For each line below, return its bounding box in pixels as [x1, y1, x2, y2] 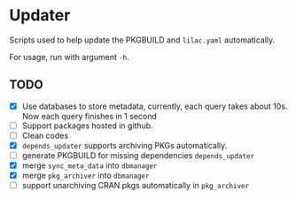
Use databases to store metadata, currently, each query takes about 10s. [21, 101, 288, 111]
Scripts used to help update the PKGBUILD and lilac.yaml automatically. [9, 34, 276, 45]
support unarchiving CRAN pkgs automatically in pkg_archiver [21, 180, 250, 191]
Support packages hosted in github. [21, 120, 153, 131]
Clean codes [21, 130, 69, 141]
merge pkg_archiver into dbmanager [21, 170, 150, 181]
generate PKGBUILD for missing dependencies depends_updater [21, 150, 255, 160]
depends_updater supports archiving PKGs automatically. [21, 140, 228, 150]
